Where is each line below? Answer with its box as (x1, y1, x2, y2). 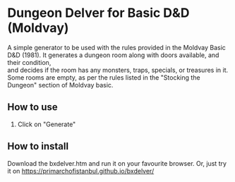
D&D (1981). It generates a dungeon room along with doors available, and (7, 51, 219, 59)
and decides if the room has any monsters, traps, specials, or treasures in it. (7, 66, 229, 74)
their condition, (7, 58, 52, 66)
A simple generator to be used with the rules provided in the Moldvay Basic (7, 43, 226, 51)
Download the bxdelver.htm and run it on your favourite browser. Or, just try (7, 159, 227, 167)
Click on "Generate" (17, 120, 76, 128)
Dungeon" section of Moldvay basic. (7, 80, 114, 89)
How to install (7, 140, 69, 152)
